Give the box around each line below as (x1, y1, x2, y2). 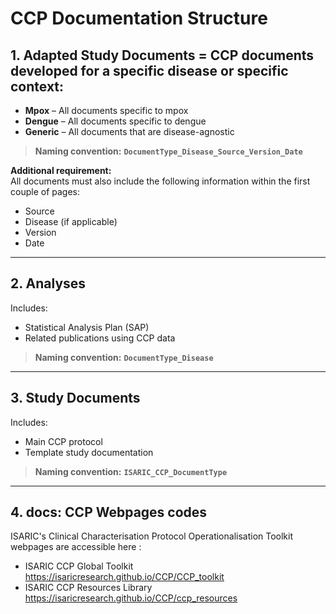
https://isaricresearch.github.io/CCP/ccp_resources (24, 592, 238, 604)
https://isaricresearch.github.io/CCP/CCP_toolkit (24, 571, 225, 583)
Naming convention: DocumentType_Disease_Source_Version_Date (34, 145, 303, 157)
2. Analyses (10, 275, 87, 292)
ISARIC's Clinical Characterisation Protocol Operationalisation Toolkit (10, 530, 294, 542)
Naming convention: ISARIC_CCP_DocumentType (34, 465, 228, 477)
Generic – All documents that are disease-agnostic (24, 126, 235, 137)
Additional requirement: (10, 165, 112, 176)
